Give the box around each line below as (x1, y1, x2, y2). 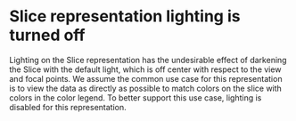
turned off (9, 25, 86, 45)
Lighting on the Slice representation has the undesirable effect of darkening (9, 54, 287, 65)
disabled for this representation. (9, 101, 127, 112)
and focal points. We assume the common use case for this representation (9, 73, 283, 84)
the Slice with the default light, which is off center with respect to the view (9, 64, 282, 75)
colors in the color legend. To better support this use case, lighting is (9, 92, 262, 103)
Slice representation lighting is (9, 6, 241, 27)
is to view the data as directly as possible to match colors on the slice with (9, 83, 283, 93)
